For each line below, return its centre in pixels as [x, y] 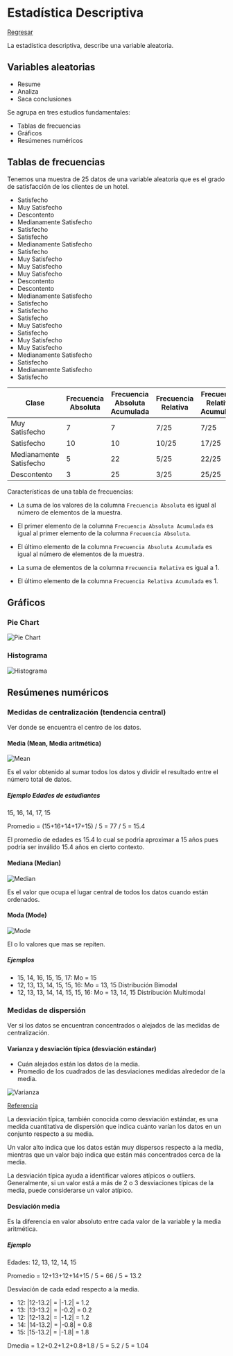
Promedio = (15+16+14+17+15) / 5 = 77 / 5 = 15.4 [76, 826]
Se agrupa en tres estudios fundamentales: [69, 112]
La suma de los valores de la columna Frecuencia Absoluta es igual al [116, 505]
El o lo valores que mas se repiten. [56, 944]
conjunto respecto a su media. [51, 1134]
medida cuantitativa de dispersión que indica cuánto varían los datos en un [114, 1127]
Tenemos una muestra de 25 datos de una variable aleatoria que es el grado [116, 179]
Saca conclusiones [44, 99]
